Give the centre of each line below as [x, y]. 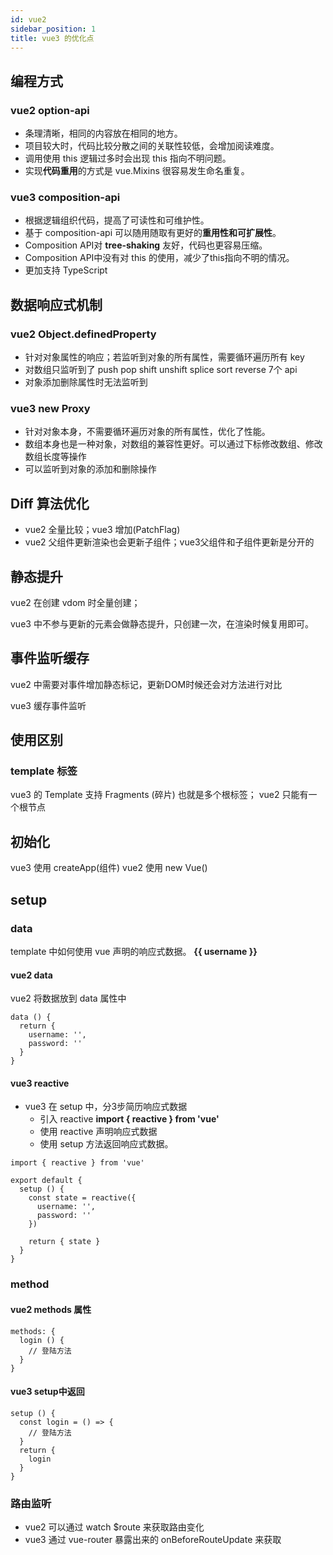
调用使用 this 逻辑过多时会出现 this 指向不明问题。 [128, 158]
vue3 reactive [40, 1083]
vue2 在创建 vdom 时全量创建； [75, 602]
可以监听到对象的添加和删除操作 [90, 469]
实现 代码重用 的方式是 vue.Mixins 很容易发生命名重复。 [137, 171]
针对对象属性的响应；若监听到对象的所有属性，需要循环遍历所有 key [164, 357]
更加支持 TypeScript [66, 270]
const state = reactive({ [82, 1198]
